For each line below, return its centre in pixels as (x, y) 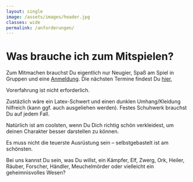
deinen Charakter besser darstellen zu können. (63, 131)
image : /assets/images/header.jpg (48, 17)
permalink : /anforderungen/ (40, 28)
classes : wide (23, 22)
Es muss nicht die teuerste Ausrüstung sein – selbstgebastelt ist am (87, 143)
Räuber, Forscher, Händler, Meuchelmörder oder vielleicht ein (80, 166)
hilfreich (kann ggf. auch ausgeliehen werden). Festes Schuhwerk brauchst (96, 108)
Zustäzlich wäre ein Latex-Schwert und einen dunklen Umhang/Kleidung (93, 101)
